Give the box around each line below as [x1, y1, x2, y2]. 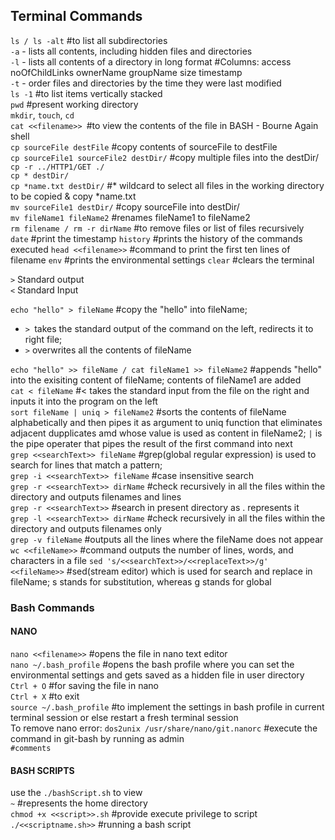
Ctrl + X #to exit [10, 690, 80, 702]
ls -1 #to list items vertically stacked [10, 87, 163, 99]
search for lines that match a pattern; [10, 459, 163, 471]
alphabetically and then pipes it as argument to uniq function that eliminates [10, 416, 323, 428]
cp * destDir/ [10, 170, 70, 181]
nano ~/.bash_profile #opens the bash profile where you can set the [10, 658, 295, 670]
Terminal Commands [10, 8, 143, 25]
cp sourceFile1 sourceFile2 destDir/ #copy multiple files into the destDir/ [10, 151, 319, 163]
